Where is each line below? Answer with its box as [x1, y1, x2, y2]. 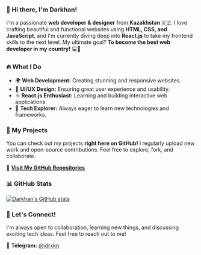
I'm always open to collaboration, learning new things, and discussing [6, 224, 179, 231]
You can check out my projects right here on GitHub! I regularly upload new [6, 140, 195, 147]
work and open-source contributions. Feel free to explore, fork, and [6, 146, 173, 153]
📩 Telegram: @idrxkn [6, 242, 60, 249]
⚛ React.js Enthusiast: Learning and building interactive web [14, 91, 168, 99]
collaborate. [6, 152, 36, 159]
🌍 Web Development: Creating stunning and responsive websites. [14, 76, 182, 84]
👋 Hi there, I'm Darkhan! [6, 5, 77, 14]
